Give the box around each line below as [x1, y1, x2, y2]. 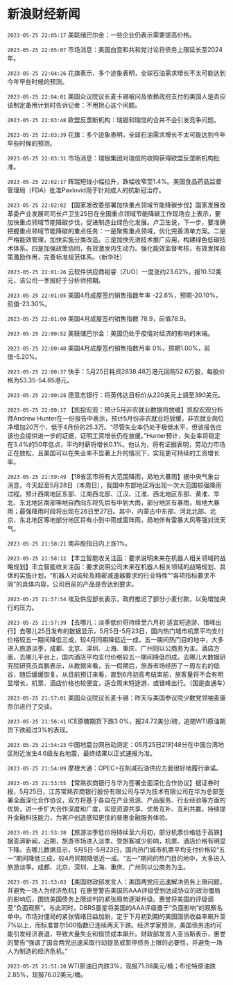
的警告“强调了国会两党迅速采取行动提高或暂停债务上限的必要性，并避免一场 [7, 938, 223, 946]
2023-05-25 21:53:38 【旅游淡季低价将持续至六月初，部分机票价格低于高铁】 [7, 827, 226, 836]
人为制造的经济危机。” [7, 947, 68, 955]
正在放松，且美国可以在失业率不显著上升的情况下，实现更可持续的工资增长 [7, 448, 220, 457]
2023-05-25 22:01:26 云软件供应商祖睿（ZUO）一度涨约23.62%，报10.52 [7, 267, 216, 276]
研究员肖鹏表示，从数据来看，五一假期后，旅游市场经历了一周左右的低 [19, 661, 220, 670]
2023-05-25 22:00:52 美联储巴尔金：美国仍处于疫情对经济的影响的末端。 [7, 329, 214, 337]
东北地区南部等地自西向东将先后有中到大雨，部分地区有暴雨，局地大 [19, 498, 214, 507]
